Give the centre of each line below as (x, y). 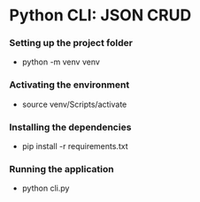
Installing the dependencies (70, 127)
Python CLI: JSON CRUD (100, 15)
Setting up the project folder (71, 43)
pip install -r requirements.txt (75, 146)
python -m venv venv (61, 62)
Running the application (62, 169)
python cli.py (46, 188)
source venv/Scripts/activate (74, 104)
